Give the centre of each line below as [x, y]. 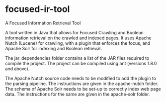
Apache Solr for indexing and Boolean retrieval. [53, 48]
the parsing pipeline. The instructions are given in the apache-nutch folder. [82, 84]
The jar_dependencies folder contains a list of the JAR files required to [77, 58]
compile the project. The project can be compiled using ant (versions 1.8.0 [81, 63]
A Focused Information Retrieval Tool [43, 23]
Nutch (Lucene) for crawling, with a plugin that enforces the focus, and [78, 43]
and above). [17, 69]
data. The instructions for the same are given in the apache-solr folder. [78, 94]
